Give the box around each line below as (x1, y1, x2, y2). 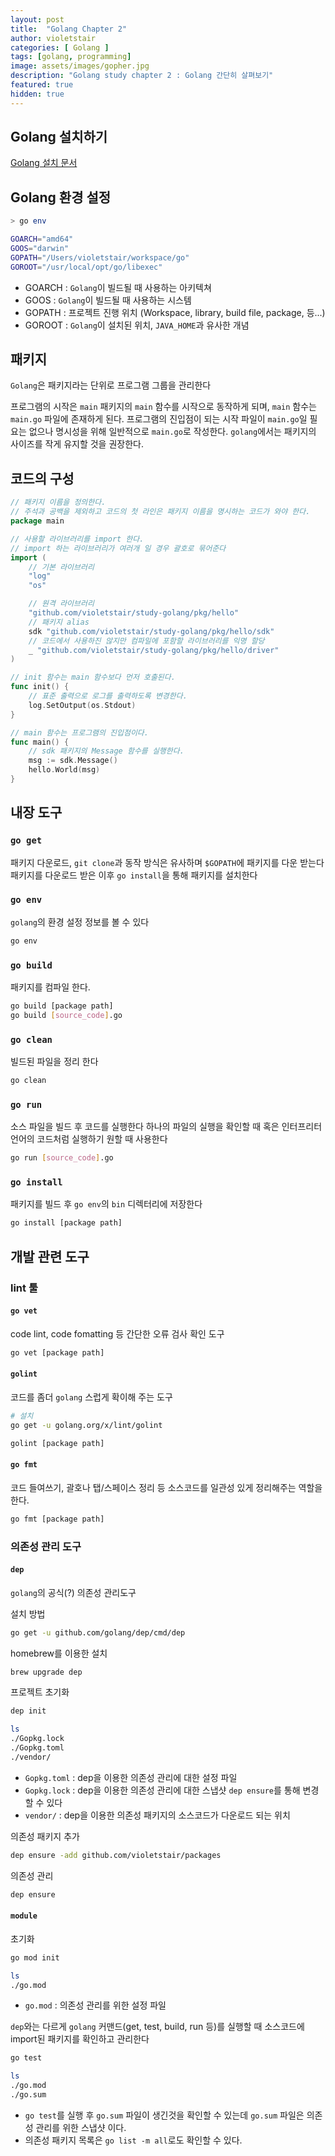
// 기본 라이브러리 (28, 562, 95, 572)
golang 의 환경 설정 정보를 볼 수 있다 (10, 916, 150, 928)
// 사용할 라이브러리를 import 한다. (10, 534, 145, 544)
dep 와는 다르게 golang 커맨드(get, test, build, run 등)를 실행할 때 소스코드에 (10, 2021, 305, 2033)
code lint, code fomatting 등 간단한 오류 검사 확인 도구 (10, 1327, 225, 1340)
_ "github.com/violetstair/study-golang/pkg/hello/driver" (28, 645, 280, 655)
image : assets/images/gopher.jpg (10, 61, 150, 71)
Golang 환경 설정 (10, 189, 112, 206)
